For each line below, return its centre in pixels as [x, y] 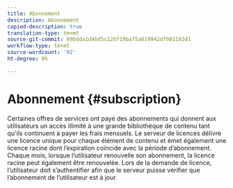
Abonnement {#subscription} [95, 99]
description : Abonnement [43, 20]
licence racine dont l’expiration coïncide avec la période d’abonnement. [110, 148]
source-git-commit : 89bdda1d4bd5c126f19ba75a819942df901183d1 [99, 40]
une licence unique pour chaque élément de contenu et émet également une [117, 140]
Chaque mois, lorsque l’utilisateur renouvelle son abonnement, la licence [111, 155]
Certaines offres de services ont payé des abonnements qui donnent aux [112, 118]
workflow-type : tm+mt [39, 46]
